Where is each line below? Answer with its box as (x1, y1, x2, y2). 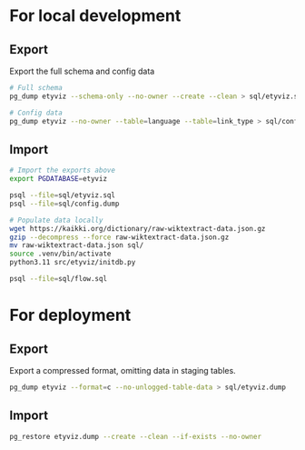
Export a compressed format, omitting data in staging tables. (9, 365, 236, 375)
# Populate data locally (9, 215, 103, 225)
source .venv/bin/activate (9, 249, 112, 259)
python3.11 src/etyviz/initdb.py (9, 258, 136, 267)
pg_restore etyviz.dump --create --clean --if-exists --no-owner (9, 432, 261, 441)
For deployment (9, 305, 132, 325)
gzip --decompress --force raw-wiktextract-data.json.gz (9, 233, 230, 242)
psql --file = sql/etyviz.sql (9, 191, 116, 200)
